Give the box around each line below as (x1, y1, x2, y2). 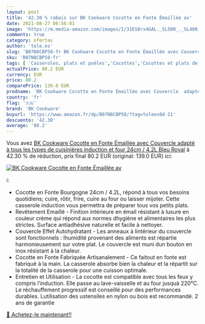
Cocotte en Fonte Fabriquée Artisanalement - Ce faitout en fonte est (15, 254, 187, 261)
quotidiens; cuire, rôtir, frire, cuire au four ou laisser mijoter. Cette (15, 195, 180, 202)
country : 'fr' (6, 94, 43, 100)
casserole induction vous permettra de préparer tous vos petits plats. (15, 202, 189, 209)
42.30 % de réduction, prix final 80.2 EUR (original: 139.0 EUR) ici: (6, 152, 173, 160)
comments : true (6, 32, 45, 38)
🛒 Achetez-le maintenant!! (6, 311, 72, 318)
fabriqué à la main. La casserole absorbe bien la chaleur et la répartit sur (15, 260, 198, 268)
